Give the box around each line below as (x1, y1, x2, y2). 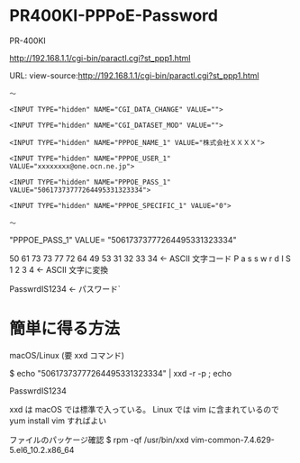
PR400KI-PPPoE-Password (9, 5, 219, 26)
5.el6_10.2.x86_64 (9, 444, 75, 455)
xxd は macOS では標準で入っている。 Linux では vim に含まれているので (9, 404, 279, 414)
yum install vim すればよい (9, 415, 107, 426)
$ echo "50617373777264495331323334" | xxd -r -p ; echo (9, 368, 232, 378)
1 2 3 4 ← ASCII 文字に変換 (9, 264, 109, 275)
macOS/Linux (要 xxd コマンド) (9, 350, 124, 360)
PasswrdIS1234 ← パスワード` (9, 283, 122, 294)
